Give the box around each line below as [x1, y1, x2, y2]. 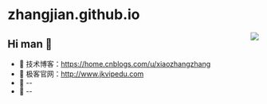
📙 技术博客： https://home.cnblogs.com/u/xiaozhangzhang [18, 60, 211, 68]
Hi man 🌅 [7, 37, 53, 51]
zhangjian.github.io [7, 6, 140, 24]
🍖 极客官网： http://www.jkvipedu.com [18, 69, 144, 79]
